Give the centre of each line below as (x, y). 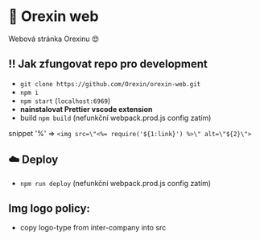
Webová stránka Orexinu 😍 (54, 39)
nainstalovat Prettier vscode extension (86, 109)
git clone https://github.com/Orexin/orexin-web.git (110, 84)
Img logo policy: (50, 208)
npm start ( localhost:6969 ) (65, 101)
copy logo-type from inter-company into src (93, 228)
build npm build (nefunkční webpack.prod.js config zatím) (116, 118)
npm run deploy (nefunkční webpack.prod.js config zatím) (116, 183)
